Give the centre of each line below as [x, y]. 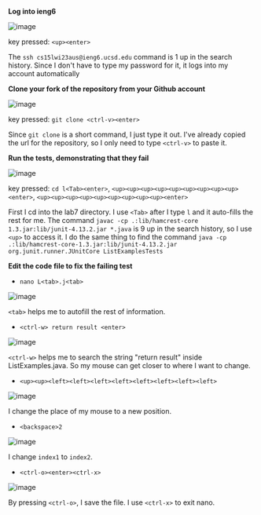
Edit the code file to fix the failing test [70, 266]
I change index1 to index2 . [50, 457]
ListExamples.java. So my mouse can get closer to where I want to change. [129, 365]
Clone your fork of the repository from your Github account [107, 89]
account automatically [44, 73]
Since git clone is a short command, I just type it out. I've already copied [127, 134]
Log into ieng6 [32, 11]
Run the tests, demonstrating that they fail [79, 158]
